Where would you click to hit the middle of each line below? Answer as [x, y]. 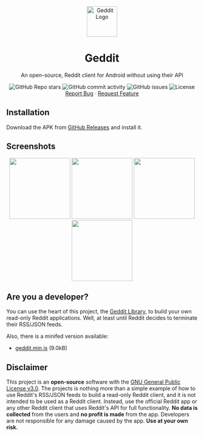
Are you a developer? [48, 297]
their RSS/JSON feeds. [35, 324]
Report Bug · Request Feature [102, 93]
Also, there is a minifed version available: [57, 336]
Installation [28, 113]
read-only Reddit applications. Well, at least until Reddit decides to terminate [102, 318]
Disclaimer [27, 367]
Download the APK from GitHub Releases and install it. [74, 127]
